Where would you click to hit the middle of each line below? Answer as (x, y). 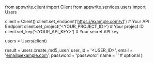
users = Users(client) (26, 41)
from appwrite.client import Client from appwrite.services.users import (76, 7)
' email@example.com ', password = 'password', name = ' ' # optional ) (74, 55)
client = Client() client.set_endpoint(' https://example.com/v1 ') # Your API (77, 21)
